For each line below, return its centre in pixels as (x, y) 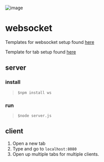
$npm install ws (34, 93)
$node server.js (34, 116)
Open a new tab (29, 143)
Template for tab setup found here (41, 52)
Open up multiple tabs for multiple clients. (56, 154)
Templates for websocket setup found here (50, 42)
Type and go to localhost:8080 (44, 148)
